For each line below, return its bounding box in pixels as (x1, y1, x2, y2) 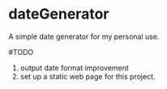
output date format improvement (19, 62, 130, 73)
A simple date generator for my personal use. (8, 32, 160, 41)
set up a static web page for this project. (19, 71, 156, 81)
